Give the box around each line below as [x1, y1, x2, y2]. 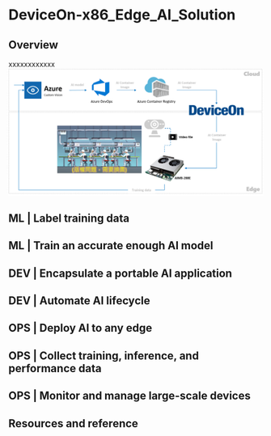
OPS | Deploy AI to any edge [8, 321, 152, 335]
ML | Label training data [8, 211, 129, 225]
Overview [8, 38, 59, 52]
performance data [8, 362, 102, 375]
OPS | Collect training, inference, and [8, 349, 200, 362]
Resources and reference [8, 417, 139, 430]
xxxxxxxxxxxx [8, 59, 55, 69]
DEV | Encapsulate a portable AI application [8, 266, 233, 280]
